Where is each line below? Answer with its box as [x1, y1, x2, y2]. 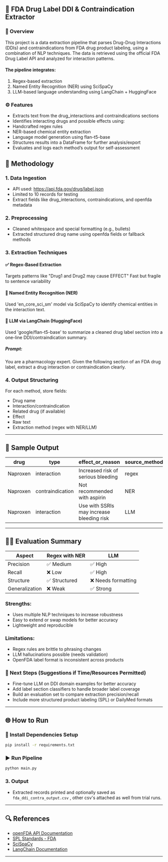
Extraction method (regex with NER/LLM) [12, 424, 97, 430]
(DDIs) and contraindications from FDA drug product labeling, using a [5, 45, 148, 51]
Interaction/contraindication [12, 403, 70, 409]
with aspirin [78, 494, 106, 501]
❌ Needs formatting [90, 577, 136, 584]
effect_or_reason [78, 458, 120, 465]
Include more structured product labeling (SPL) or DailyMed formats [12, 697, 153, 703]
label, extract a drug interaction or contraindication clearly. [5, 364, 126, 370]
